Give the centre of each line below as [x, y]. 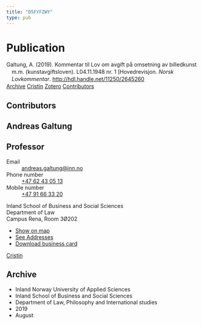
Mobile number [25, 187]
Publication [36, 48]
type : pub [19, 18]
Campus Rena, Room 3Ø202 [42, 219]
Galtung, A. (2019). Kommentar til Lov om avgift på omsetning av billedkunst [102, 65]
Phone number [25, 174]
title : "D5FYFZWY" [30, 12]
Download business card [46, 243]
